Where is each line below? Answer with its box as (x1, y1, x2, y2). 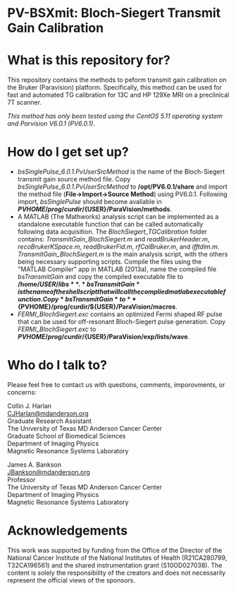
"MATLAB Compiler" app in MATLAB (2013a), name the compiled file (17, 265, 217, 273)
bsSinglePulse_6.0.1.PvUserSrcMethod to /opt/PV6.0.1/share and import (17, 182, 228, 191)
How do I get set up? (7, 144, 129, 160)
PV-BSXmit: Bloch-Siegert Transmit (7, 5, 221, 21)
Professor (7, 475, 36, 484)
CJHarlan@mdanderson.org (7, 410, 89, 417)
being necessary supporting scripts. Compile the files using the (17, 258, 202, 266)
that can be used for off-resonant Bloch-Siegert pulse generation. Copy (17, 318, 226, 326)
